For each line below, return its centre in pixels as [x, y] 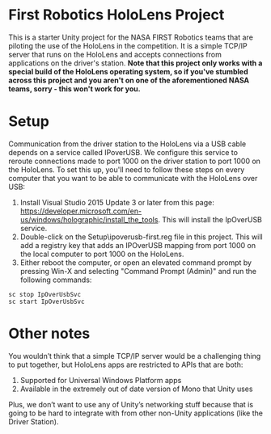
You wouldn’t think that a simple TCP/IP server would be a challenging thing [135, 356]
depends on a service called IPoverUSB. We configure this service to [123, 152]
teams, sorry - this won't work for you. [74, 88]
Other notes [49, 334]
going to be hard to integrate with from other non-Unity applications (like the [135, 413]
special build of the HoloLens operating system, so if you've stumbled [128, 71]
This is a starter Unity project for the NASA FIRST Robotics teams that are [131, 37]
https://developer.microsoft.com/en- [81, 211]
